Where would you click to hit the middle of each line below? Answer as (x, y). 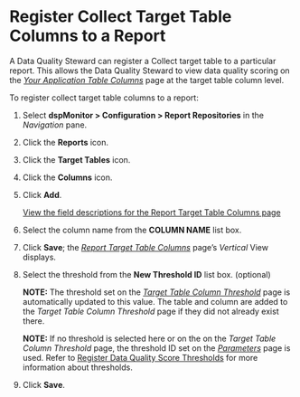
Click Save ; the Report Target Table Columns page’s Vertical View (145, 247)
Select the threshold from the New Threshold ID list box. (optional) (146, 274)
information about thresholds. (77, 367)
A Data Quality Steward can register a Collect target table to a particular (143, 61)
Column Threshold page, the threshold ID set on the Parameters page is (156, 348)
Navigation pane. (55, 125)
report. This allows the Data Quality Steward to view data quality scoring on (150, 71)
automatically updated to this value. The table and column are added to (155, 301)
